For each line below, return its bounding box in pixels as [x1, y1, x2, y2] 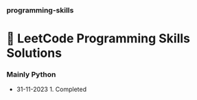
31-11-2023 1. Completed [16, 85, 87, 94]
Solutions [6, 45, 62, 61]
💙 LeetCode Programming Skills [6, 31, 190, 47]
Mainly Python [6, 70, 56, 79]
